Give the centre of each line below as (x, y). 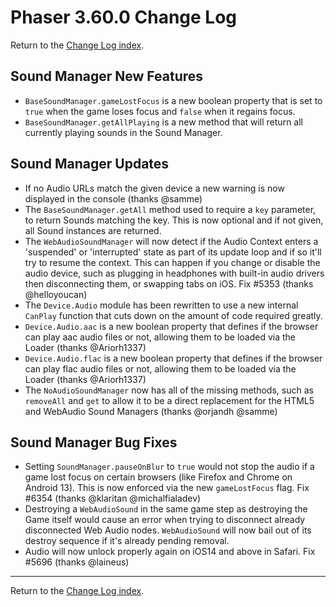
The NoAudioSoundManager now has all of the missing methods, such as (169, 390)
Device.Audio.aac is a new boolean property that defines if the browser (171, 326)
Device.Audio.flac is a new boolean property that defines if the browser (173, 358)
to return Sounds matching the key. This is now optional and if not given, (174, 220)
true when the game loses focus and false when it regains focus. (160, 111)
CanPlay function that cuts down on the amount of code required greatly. (173, 315)
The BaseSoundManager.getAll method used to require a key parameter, (170, 209)
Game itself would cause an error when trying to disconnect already (165, 520)
